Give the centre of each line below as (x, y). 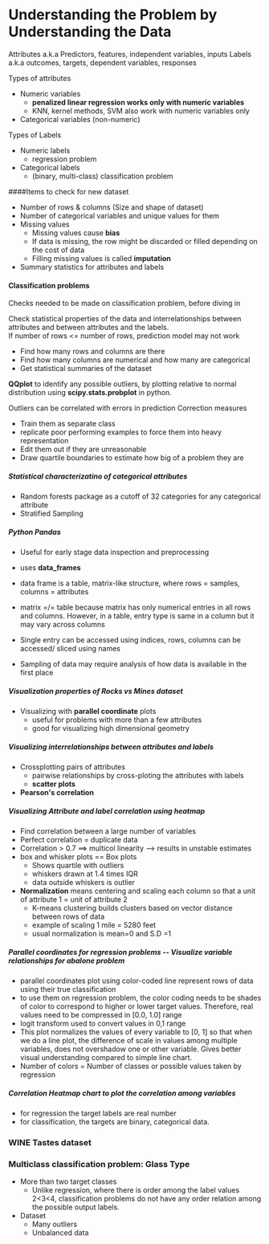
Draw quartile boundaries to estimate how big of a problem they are (132, 458)
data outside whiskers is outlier (83, 882)
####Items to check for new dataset (69, 191)
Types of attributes (40, 78)
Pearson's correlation (57, 793)
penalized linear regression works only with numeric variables (138, 102)
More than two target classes (68, 1181)
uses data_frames (51, 568)
